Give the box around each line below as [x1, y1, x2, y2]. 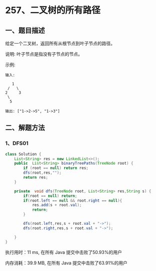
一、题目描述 [5, 26, 45, 35]
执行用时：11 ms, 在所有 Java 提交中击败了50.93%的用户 [5, 249, 122, 255]
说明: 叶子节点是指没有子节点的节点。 [5, 51, 83, 57]
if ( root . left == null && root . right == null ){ [23, 198, 122, 203]
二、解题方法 [5, 123, 45, 132]
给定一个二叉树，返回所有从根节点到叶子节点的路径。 [5, 41, 115, 46]
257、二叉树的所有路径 [5, 5, 101, 16]
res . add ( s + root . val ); [32, 203, 82, 208]
